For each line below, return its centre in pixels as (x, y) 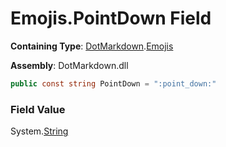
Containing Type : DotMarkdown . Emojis (92, 46)
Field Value (38, 109)
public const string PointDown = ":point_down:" (113, 83)
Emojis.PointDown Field (111, 18)
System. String (39, 131)
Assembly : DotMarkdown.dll (69, 65)
